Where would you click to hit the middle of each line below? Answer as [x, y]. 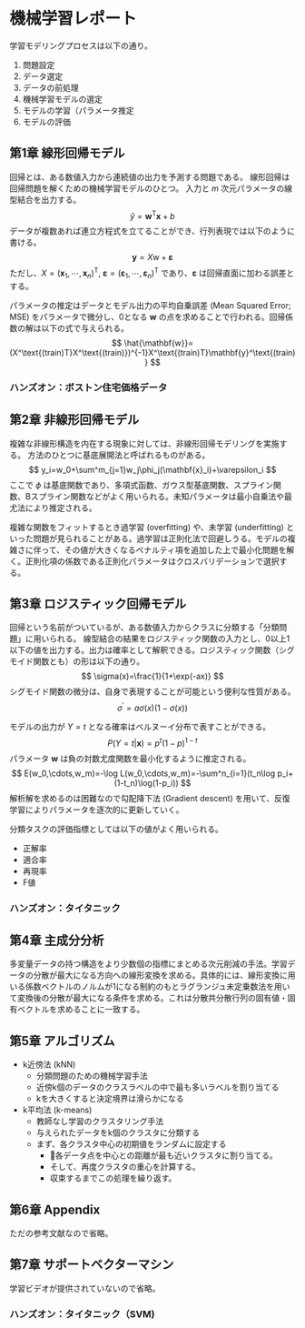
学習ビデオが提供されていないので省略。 [85, 1288]
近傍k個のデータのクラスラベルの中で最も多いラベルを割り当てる [157, 1087]
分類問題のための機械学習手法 [92, 1076]
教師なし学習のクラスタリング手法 [100, 1122]
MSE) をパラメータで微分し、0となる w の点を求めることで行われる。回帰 [148, 317]
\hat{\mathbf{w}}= [159, 343]
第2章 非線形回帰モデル [74, 420]
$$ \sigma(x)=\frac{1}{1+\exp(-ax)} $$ [152, 676]
